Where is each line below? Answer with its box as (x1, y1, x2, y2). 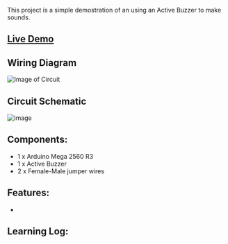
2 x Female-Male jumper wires (17, 166, 105, 175)
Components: (7, 134, 68, 146)
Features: (7, 187, 50, 199)
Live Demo (7, 33, 54, 45)
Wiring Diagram (7, 57, 77, 69)
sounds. (7, 13, 31, 21)
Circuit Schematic (7, 95, 87, 107)
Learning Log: (7, 225, 69, 238)
